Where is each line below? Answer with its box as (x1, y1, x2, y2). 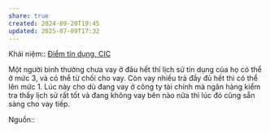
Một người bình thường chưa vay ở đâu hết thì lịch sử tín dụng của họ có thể (8, 65, 262, 75)
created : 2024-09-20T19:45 (8, 19, 100, 28)
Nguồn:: (8, 115, 36, 125)
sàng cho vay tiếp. (8, 99, 71, 109)
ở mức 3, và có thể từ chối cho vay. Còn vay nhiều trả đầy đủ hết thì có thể (8, 74, 259, 83)
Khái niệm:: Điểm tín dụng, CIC (8, 49, 111, 59)
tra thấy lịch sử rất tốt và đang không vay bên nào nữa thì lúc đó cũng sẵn (8, 91, 255, 100)
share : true (8, 11, 49, 20)
